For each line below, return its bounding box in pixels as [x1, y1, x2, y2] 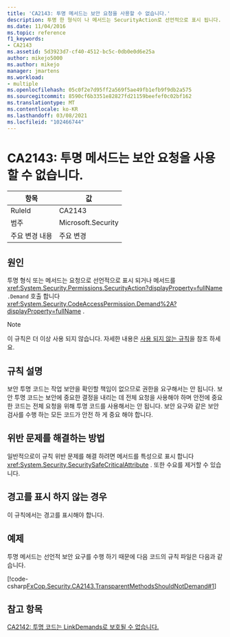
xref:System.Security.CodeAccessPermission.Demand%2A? [7, 300, 177, 308]
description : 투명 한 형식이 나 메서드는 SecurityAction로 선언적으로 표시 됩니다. [7, 16, 222, 23]
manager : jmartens [7, 67, 60, 74]
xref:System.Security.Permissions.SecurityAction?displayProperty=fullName [7, 284, 223, 292]
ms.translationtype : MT [7, 100, 76, 106]
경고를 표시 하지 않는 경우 [7, 491, 108, 503]
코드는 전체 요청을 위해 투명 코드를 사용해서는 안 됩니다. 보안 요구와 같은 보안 [14, 402, 220, 410]
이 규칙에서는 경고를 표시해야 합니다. [7, 511, 104, 519]
